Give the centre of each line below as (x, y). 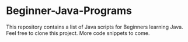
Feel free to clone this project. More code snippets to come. (78, 33)
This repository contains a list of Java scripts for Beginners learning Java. (95, 27)
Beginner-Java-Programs (69, 11)
